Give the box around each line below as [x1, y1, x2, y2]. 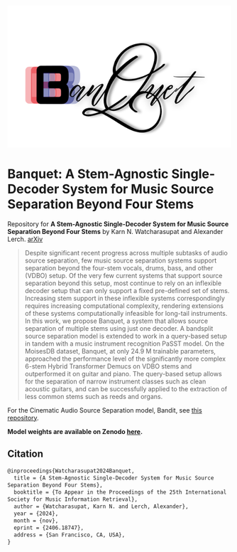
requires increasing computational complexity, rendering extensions [24, 301, 224, 310]
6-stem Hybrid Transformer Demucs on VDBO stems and [24, 361, 192, 371]
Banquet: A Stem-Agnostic [7, 166, 169, 182]
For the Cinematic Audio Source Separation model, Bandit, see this [7, 405, 202, 414]
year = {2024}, [13, 510, 59, 517]
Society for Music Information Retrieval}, [7, 496, 138, 503]
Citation [7, 447, 44, 460]
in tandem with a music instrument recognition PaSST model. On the [24, 339, 225, 348]
